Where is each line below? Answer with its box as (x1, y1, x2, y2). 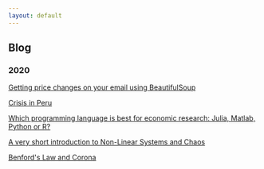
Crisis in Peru (8, 98, 53, 108)
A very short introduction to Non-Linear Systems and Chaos (8, 137, 206, 147)
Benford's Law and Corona (8, 152, 97, 163)
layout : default (8, 11, 62, 20)
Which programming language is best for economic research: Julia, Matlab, (8, 113, 256, 123)
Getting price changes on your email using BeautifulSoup (8, 83, 196, 92)
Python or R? (8, 122, 51, 132)
